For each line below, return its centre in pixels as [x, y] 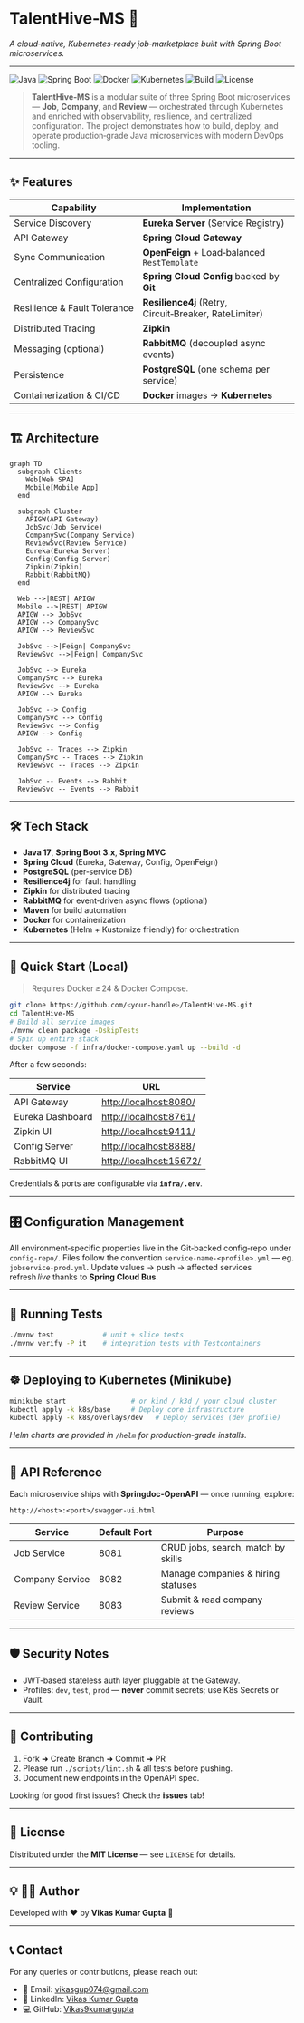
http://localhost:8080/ [148, 1103]
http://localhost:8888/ [148, 1146]
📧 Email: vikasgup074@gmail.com [85, 1989]
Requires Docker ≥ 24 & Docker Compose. [110, 988]
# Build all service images [62, 1022]
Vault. [33, 1699]
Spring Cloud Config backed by [211, 276]
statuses [179, 1585]
